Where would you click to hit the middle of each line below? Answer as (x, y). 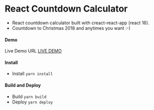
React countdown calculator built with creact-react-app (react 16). (81, 23)
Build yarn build (29, 96)
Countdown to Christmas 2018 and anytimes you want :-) (71, 28)
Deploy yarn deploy (32, 102)
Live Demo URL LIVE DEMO (33, 51)
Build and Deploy (23, 85)
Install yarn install (32, 74)
